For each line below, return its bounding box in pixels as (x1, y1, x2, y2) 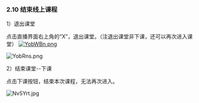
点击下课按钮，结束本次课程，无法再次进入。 (6, 78, 118, 85)
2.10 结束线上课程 (6, 5, 58, 13)
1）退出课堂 (6, 20, 35, 28)
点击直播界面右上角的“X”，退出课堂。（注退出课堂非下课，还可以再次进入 (6, 33, 187, 40)
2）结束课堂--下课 (6, 65, 52, 72)
